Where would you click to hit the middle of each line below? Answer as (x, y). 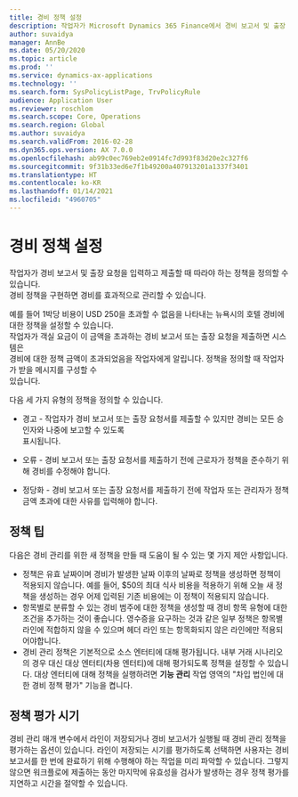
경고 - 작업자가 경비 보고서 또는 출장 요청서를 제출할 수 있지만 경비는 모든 (148, 419)
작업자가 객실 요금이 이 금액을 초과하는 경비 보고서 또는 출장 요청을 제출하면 (140, 336)
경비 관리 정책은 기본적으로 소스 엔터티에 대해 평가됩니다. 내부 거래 (137, 652)
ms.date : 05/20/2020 (48, 51)
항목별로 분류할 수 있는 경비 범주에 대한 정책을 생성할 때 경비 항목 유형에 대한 (155, 607)
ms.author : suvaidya (48, 134)
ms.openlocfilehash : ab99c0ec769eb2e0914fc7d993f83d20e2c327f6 (129, 158)
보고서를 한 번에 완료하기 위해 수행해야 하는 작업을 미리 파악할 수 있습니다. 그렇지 (149, 761)
